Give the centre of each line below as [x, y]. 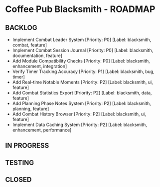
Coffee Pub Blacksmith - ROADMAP [80, 9]
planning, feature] [31, 109]
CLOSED [18, 180]
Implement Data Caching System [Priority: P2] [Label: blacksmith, [80, 124]
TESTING [20, 163]
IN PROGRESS [27, 146]
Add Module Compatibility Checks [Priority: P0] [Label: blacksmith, [81, 61]
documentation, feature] [37, 55]
